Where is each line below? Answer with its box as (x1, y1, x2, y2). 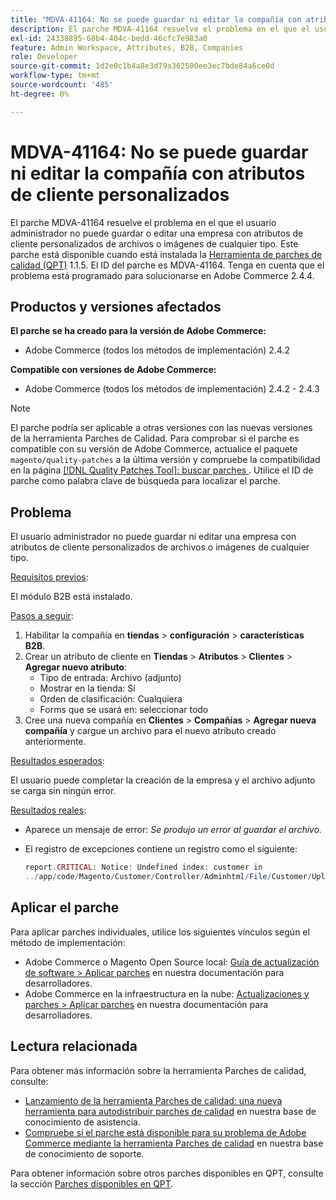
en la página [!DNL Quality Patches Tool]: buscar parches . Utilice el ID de (10, 464, 314, 476)
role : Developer (10, 52, 78, 62)
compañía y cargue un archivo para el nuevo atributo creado (24, 725, 277, 737)
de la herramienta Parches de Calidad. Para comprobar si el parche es (10, 432, 300, 445)
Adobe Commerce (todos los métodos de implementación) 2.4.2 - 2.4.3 (24, 383, 320, 395)
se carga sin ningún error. (10, 785, 117, 797)
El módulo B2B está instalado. (10, 591, 133, 603)
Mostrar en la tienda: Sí (39, 682, 136, 695)
